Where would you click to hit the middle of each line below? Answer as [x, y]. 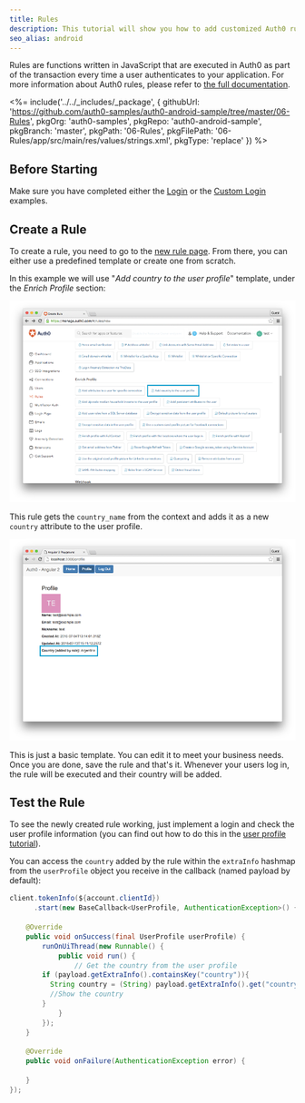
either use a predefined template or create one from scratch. [123, 261]
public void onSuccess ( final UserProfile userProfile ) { [136, 936]
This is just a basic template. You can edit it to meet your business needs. [147, 754]
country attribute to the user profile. [76, 526]
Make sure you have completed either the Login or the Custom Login [138, 192]
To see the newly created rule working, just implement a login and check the [152, 824]
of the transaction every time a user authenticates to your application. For [147, 75]
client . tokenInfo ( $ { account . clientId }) [85, 899]
